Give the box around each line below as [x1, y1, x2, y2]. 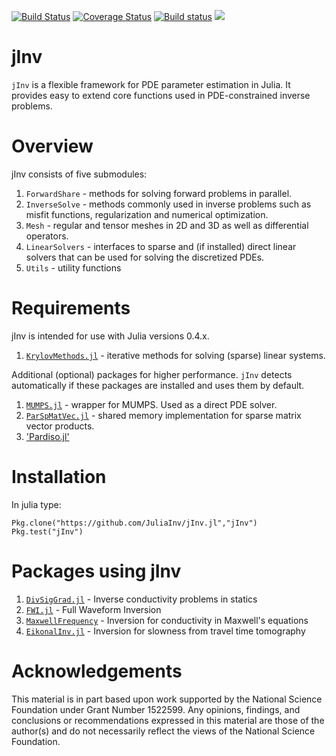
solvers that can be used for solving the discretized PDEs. [25, 251, 265, 263]
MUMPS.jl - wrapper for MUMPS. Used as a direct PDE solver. [25, 398, 278, 410]
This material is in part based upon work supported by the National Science [11, 693, 323, 705]
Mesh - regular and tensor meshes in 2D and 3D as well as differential [25, 219, 309, 231]
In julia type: [11, 498, 62, 510]
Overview [11, 135, 94, 158]
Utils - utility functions [25, 261, 122, 274]
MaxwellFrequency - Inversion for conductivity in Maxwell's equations [25, 614, 309, 626]
